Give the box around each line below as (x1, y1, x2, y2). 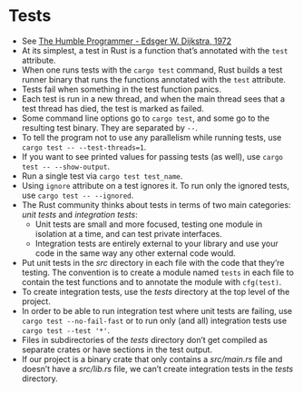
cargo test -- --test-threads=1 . (21, 142, 147, 152)
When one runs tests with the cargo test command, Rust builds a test (21, 64, 283, 75)
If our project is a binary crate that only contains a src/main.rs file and (21, 353, 283, 364)
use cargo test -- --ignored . (21, 190, 134, 201)
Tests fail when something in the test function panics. (21, 84, 221, 94)
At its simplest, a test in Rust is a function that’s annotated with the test (21, 44, 288, 55)
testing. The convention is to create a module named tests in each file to (21, 267, 294, 278)
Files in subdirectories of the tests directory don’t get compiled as (21, 334, 269, 345)
